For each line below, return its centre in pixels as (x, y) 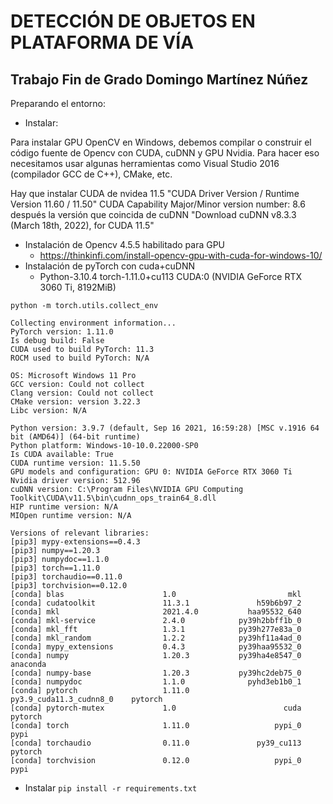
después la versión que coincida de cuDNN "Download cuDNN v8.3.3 (153, 214)
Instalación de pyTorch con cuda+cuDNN (109, 266)
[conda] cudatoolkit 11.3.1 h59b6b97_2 (156, 603)
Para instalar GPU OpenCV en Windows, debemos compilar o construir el (161, 142)
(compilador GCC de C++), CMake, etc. (91, 174)
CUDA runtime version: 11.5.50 (75, 463)
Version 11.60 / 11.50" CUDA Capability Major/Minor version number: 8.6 (158, 204)
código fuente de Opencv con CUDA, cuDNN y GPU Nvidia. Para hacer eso (165, 153)
